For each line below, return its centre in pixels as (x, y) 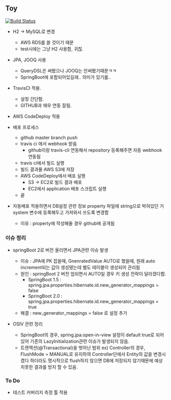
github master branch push (49, 137)
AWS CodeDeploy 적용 (36, 116)
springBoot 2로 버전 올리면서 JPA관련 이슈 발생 (60, 250)
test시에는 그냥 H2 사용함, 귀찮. (52, 49)
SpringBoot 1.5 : (45, 280)
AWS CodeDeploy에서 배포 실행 (53, 176)
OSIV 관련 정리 (28, 324)
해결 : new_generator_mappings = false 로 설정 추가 (74, 313)
